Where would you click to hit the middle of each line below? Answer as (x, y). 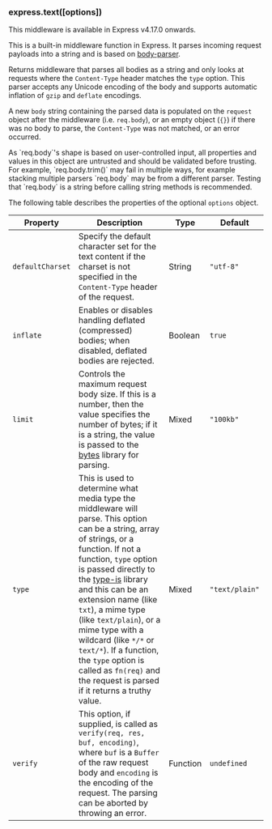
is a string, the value (117, 435)
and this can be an (113, 589)
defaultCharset (42, 267)
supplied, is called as (118, 725)
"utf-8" (224, 267)
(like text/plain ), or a (119, 620)
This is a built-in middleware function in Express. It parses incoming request (135, 45)
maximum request (113, 385)
